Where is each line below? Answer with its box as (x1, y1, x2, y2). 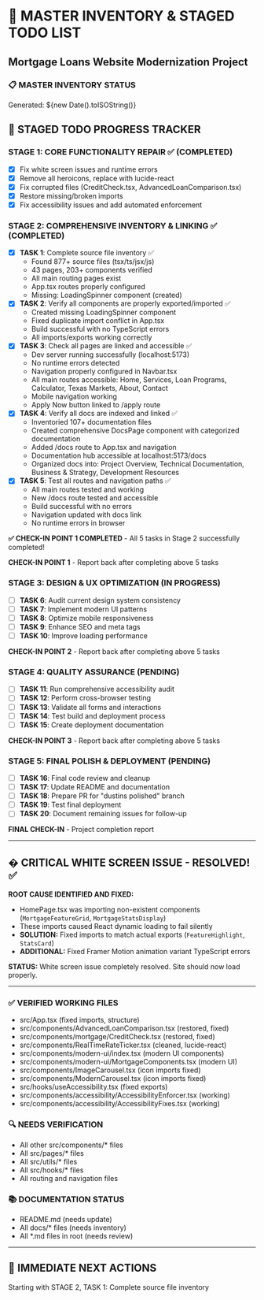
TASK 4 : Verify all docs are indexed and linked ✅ (19, 409, 178, 418)
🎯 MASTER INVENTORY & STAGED (8, 7, 235, 25)
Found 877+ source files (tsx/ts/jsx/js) (31, 257, 155, 266)
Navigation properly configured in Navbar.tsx (31, 366, 178, 377)
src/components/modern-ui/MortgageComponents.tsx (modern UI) (19, 1057, 238, 1067)
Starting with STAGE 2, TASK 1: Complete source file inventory (8, 1282, 210, 1291)
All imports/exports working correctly (31, 332, 152, 342)
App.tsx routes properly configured (31, 282, 145, 292)
